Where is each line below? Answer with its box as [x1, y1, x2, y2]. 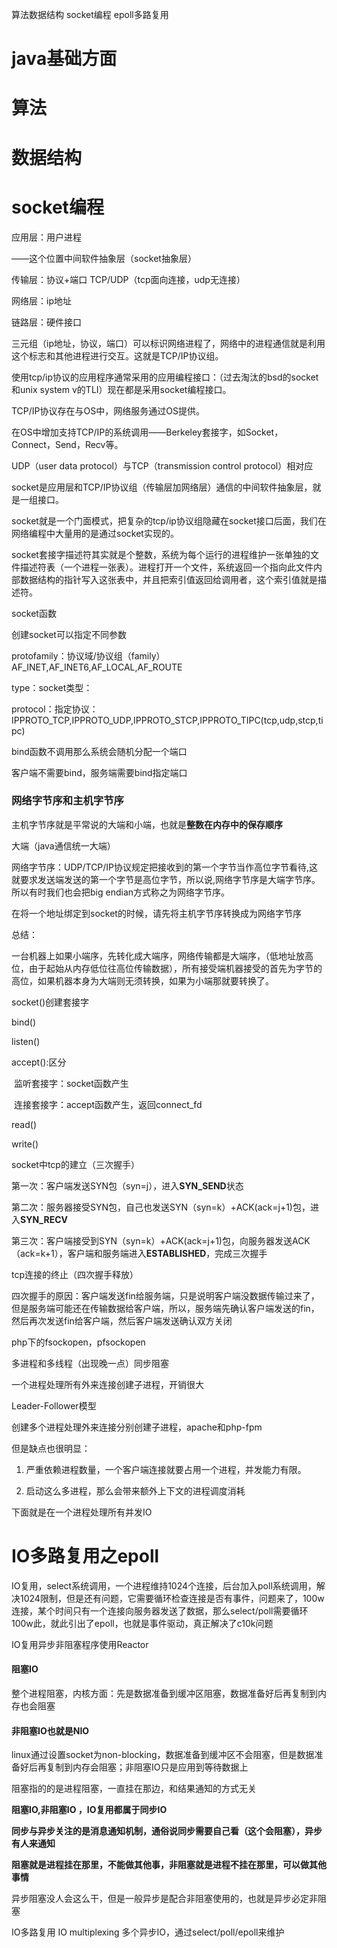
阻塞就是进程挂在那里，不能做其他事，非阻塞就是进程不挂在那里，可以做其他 [11, 1859, 327, 1871]
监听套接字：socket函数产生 [13, 1077, 129, 1089]
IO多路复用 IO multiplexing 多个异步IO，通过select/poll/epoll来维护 [11, 1926, 285, 1938]
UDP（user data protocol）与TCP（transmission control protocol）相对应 [11, 459, 314, 472]
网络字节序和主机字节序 [11, 794, 124, 808]
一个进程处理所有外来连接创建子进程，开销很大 [11, 1378, 204, 1390]
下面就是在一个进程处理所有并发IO [11, 1506, 153, 1518]
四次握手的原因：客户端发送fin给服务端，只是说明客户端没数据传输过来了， [11, 1289, 320, 1302]
